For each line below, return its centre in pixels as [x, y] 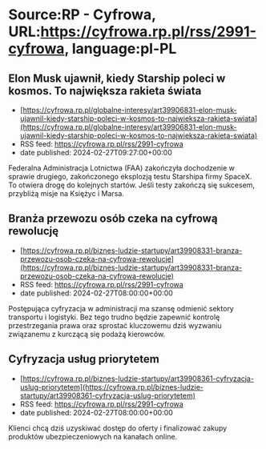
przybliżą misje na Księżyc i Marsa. [66, 193]
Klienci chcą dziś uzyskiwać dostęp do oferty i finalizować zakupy [118, 428]
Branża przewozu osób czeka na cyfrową [113, 219]
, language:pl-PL [120, 49]
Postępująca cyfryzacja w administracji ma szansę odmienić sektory [121, 308]
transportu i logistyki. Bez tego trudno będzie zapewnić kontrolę [114, 317]
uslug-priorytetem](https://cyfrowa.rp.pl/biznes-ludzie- [112, 387]
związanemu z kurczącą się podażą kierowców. [87, 334]
